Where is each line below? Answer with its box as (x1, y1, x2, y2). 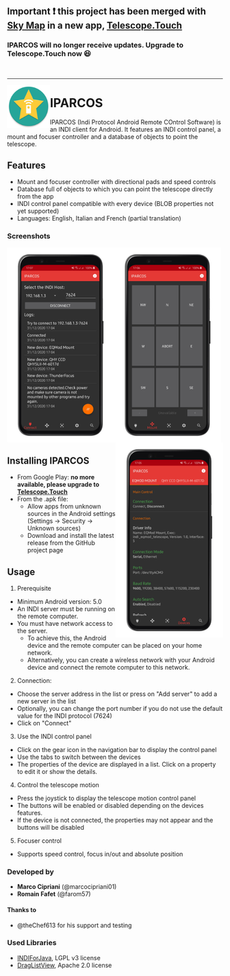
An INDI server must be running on (16, 605, 115, 613)
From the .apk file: (16, 495, 68, 503)
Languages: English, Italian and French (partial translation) (16, 214, 181, 223)
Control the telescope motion (16, 781, 99, 789)
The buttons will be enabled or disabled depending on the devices (16, 802, 204, 810)
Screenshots (7, 231, 51, 241)
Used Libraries (7, 938, 57, 948)
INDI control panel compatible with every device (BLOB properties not (16, 200, 214, 208)
